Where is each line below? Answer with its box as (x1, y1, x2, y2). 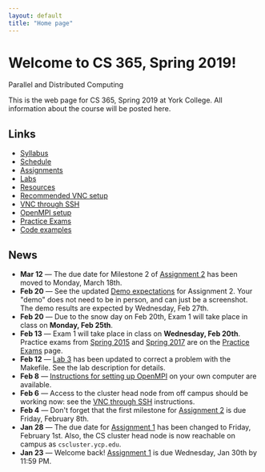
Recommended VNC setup (19, 191, 108, 201)
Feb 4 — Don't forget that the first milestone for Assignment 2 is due (19, 406, 247, 415)
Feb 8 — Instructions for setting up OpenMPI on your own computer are (19, 371, 257, 381)
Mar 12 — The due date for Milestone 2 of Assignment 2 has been (19, 270, 238, 279)
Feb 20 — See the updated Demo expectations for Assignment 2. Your (19, 286, 253, 296)
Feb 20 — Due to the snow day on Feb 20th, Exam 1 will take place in (19, 312, 248, 322)
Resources (19, 182, 56, 192)
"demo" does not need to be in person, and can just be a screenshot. (19, 295, 248, 305)
